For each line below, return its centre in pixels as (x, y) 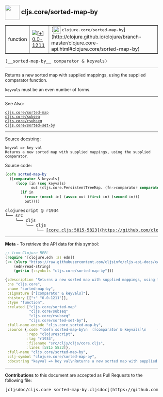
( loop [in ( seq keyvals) (41, 183)
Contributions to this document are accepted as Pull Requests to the (74, 375)
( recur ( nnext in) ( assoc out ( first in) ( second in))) (82, 197)
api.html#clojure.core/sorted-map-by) (95, 49)
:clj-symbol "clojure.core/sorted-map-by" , (52, 357)
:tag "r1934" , (41, 339)
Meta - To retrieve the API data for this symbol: (52, 244)
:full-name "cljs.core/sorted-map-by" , (48, 352)
